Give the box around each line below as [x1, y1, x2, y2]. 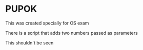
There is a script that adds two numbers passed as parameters [5, 30, 138, 36]
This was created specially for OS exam [5, 20, 89, 26]
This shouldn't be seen [5, 39, 54, 46]
